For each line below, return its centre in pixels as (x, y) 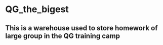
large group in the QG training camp (63, 36)
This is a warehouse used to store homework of (81, 28)
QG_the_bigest (37, 9)
